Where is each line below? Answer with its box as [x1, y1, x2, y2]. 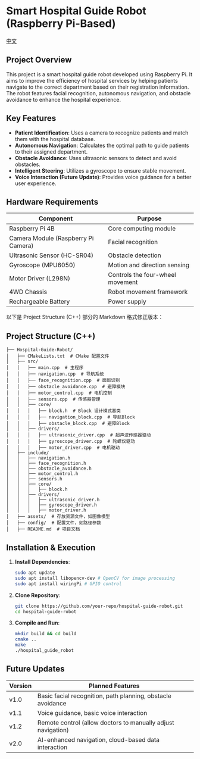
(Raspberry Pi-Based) [6, 17, 116, 30]
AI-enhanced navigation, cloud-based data [37, 735, 160, 744]
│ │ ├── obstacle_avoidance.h [6, 466, 92, 471]
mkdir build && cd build [14, 631, 77, 637]
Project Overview [6, 55, 72, 65]
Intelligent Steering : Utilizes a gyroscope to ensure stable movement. [14, 167, 186, 174]
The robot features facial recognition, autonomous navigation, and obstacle [6, 89, 191, 96]
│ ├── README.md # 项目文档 [6, 526, 80, 532]
